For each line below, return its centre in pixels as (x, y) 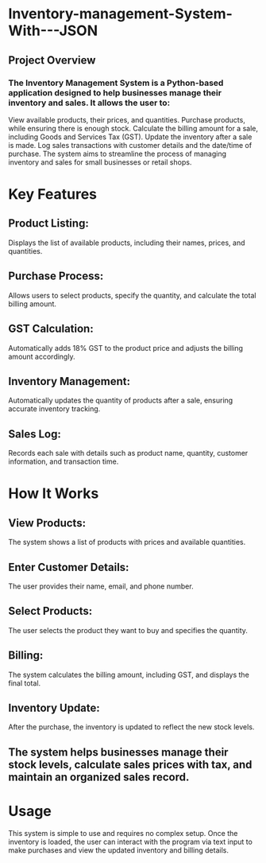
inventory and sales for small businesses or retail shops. (100, 162)
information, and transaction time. (64, 461)
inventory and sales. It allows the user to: (89, 103)
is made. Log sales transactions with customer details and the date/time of (130, 145)
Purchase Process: (56, 276)
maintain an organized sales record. (99, 777)
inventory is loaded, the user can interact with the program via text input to (130, 842)
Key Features (53, 194)
